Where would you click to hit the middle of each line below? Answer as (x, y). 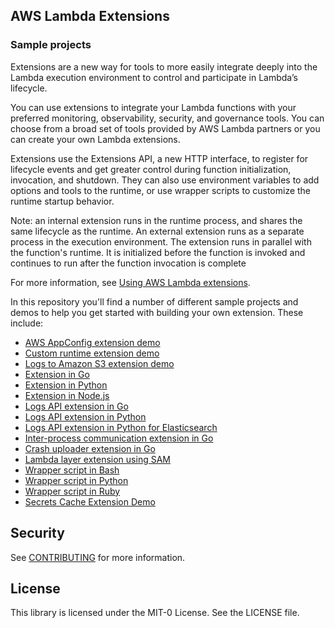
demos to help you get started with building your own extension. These (157, 312)
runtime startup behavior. (62, 201)
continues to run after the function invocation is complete (128, 263)
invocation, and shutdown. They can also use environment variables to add (165, 180)
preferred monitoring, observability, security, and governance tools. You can (167, 118)
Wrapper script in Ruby (72, 491)
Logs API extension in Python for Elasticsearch (121, 427)
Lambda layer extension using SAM (97, 459)
